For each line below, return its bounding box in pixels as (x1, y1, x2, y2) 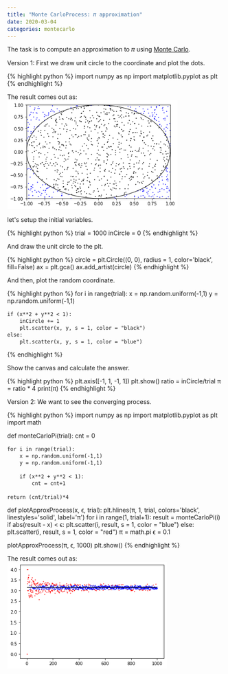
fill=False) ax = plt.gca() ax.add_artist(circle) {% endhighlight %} (7, 263, 190, 271)
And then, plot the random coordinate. (7, 276, 115, 284)
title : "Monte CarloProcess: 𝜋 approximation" (7, 11, 143, 18)
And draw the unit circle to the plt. (7, 243, 104, 251)
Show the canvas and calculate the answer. (7, 364, 130, 372)
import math (7, 418, 42, 427)
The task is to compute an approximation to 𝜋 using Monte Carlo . (7, 45, 191, 54)
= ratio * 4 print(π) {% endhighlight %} (7, 385, 116, 393)
